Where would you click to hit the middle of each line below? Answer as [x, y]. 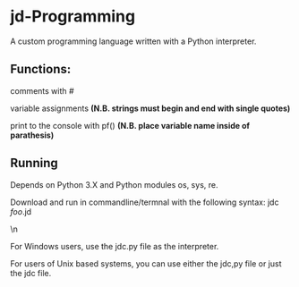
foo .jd [21, 211]
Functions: [41, 69]
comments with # [42, 90]
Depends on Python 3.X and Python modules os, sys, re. [114, 184]
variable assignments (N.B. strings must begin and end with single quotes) [150, 108]
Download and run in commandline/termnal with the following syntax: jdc [145, 202]
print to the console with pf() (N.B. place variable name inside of [130, 125]
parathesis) [32, 135]
